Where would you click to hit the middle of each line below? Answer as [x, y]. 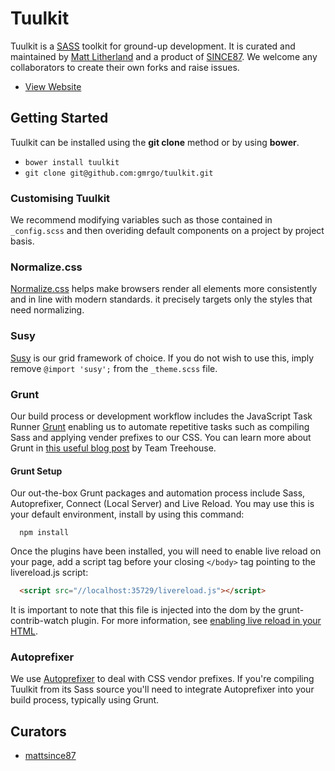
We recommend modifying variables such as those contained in [141, 220]
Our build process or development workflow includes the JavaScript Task [161, 416]
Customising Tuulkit [60, 198]
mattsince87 [50, 756]
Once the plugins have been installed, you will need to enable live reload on [166, 551]
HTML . [24, 631]
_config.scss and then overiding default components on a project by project [167, 231]
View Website [53, 86]
